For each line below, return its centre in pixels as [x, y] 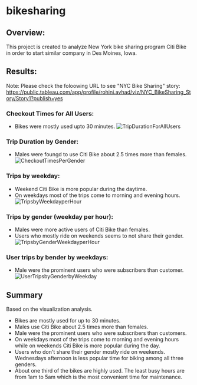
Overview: [26, 33]
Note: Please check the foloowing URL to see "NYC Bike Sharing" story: [93, 85]
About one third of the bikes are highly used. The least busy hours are [99, 371]
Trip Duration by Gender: [42, 142]
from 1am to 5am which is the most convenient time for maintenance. [98, 377]
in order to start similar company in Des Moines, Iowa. [72, 53]
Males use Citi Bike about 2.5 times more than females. [81, 327]
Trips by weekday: [33, 176]
